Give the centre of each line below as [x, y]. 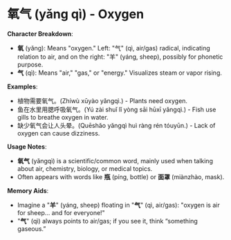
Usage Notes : [27, 147]
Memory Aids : [28, 190]
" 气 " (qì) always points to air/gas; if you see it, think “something [108, 221]
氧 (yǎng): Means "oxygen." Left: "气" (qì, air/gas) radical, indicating [114, 48]
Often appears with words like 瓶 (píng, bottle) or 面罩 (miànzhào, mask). [121, 176]
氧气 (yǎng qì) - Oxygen [75, 14]
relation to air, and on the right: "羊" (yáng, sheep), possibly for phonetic [120, 57]
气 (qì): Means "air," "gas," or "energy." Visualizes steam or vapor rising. [120, 73]
